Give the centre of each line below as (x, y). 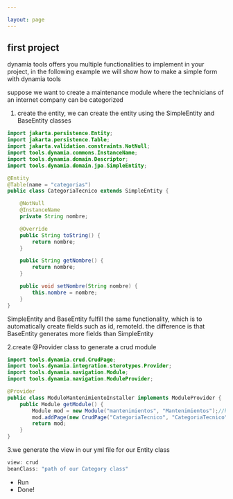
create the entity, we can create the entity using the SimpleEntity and (116, 113)
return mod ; (50, 423)
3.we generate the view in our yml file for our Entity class (88, 450)
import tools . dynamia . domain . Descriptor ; (68, 159)
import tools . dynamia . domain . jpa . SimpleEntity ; (77, 166)
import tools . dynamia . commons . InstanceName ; (72, 153)
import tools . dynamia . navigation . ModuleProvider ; (80, 379)
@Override (34, 229)
